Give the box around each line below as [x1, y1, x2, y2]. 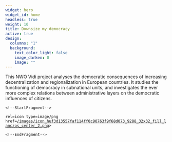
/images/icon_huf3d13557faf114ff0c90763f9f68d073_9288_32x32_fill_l [16, 119, 167, 124]
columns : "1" [10, 41, 38, 46]
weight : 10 [5, 21, 29, 27]
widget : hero [5, 7, 33, 13]
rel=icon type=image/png [5, 114, 59, 120]
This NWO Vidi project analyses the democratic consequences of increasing [5, 74, 167, 80]
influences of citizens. [5, 96, 52, 102]
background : [10, 45, 36, 51]
